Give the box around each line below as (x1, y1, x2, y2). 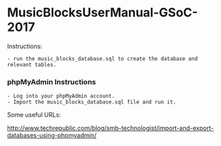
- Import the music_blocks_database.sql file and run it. (7, 99, 176, 106)
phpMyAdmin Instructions (7, 77, 96, 86)
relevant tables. (7, 61, 57, 68)
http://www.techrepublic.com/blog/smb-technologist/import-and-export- (7, 124, 214, 132)
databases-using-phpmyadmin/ (7, 132, 97, 140)
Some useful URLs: (7, 111, 62, 119)
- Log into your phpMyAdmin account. (7, 93, 115, 100)
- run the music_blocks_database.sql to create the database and (7, 55, 198, 62)
